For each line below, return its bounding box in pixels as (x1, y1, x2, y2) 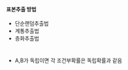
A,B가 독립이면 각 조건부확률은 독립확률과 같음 (14, 57, 123, 64)
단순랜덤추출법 (14, 20, 49, 27)
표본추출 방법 (6, 5, 37, 13)
